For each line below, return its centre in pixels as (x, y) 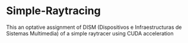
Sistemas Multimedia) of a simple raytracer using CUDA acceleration (90, 33)
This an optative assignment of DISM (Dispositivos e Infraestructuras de (94, 27)
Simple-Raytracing (53, 11)
